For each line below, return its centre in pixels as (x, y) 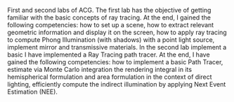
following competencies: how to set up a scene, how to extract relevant (111, 25)
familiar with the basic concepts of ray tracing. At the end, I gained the (109, 17)
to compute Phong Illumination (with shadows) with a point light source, (111, 40)
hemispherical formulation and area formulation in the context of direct (110, 77)
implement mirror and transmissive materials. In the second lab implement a (117, 47)
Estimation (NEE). (33, 92)
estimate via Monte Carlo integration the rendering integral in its (99, 70)
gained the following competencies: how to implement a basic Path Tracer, (115, 62)
